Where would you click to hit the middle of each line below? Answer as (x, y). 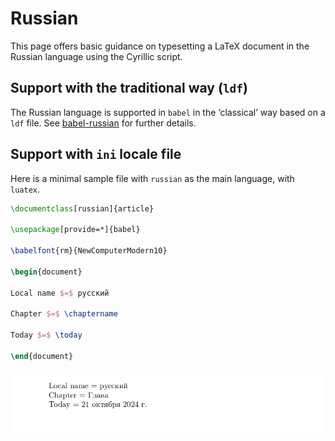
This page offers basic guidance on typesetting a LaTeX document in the (160, 46)
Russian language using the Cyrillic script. (96, 56)
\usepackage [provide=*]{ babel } (75, 230)
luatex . (25, 189)
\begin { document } (46, 272)
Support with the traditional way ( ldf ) (129, 88)
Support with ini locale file (96, 154)
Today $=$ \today (46, 335)
